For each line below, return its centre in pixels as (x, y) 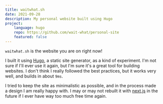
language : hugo (29, 28)
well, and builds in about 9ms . (34, 76)
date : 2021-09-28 (23, 14)
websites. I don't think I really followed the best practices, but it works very (81, 71)
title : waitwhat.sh (25, 10)
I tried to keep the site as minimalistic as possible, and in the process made (81, 85)
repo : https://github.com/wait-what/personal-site (67, 32)
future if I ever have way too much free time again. (56, 96)
